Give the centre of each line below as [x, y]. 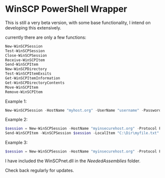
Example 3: [16, 143]
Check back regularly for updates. [40, 171]
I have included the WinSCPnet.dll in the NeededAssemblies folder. [73, 161]
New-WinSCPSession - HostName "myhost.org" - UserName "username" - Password [83, 110]
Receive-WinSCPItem [25, 60]
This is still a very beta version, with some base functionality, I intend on [78, 23]
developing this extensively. [33, 27]
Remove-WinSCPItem [24, 92]
